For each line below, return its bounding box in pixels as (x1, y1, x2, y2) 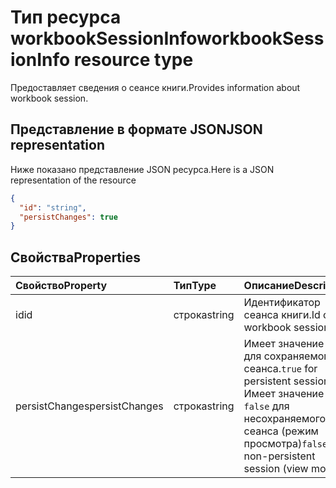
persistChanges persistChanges (15, 399, 164, 413)
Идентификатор (243, 296, 321, 310)
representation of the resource (10, 174, 137, 186)
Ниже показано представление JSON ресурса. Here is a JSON (10, 163, 275, 175)
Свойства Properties (10, 249, 142, 266)
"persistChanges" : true (19, 212, 118, 222)
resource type (73, 49, 194, 71)
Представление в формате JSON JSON (10, 121, 263, 138)
